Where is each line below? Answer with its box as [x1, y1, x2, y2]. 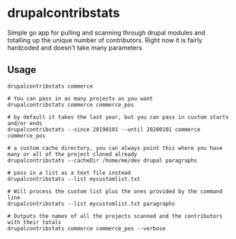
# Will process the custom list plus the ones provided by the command [7, 187, 223, 195]
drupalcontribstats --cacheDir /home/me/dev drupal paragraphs [7, 157, 198, 164]
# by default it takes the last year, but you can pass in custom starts [7, 113, 230, 121]
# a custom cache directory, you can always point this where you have [7, 144, 223, 151]
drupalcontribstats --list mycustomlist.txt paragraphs [7, 200, 175, 207]
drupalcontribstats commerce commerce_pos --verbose [7, 225, 166, 232]
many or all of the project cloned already [7, 151, 138, 158]
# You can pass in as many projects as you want [7, 95, 153, 102]
